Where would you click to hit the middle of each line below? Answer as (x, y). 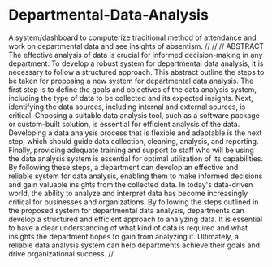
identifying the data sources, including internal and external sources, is (127, 107)
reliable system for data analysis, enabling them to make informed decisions (136, 176)
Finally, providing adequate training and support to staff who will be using (131, 150)
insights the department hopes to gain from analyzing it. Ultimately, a (124, 236)
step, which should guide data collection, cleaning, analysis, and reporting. (134, 141)
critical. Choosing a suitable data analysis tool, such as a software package (134, 115)
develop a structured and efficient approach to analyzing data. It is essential (136, 219)
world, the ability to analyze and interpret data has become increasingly (128, 193)
